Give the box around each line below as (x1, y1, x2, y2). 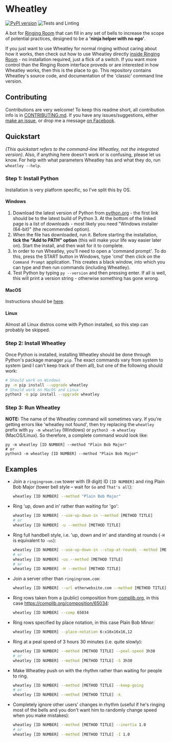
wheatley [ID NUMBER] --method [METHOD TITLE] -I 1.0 (12, 732, 130, 737)
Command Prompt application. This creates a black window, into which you (12, 259, 165, 265)
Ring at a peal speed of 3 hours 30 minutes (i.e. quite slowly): (12, 638, 142, 645)
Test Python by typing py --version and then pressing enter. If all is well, (12, 270, 166, 276)
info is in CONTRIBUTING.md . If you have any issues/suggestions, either (5, 112, 158, 118)
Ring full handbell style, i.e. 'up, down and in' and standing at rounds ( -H (12, 532, 165, 538)
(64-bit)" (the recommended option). (12, 226, 91, 232)
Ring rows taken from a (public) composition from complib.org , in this (12, 595, 159, 601)
